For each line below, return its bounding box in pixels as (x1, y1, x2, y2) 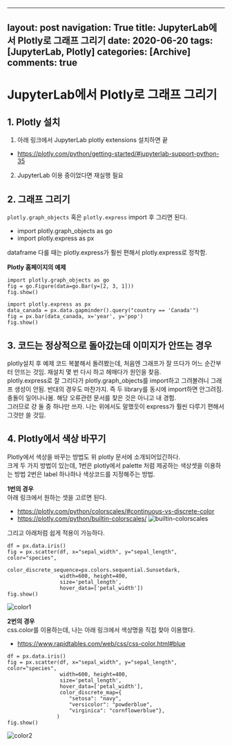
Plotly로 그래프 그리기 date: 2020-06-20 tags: (17, 35, 213, 47)
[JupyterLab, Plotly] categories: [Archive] (7, 46, 191, 58)
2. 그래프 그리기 (7, 193, 70, 205)
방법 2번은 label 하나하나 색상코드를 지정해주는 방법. (14, 470, 155, 478)
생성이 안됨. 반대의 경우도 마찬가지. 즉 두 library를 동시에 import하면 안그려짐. (14, 385, 224, 393)
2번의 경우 (7, 617, 35, 625)
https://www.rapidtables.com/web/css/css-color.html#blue (17, 639, 186, 647)
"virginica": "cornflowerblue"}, (68, 707, 166, 714)
